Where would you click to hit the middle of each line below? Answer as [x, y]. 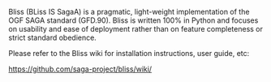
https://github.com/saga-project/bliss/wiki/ [80, 69]
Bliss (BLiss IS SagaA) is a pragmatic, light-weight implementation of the [129, 12]
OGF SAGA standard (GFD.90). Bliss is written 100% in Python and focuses [133, 20]
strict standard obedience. [53, 37]
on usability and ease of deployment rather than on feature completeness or [136, 29]
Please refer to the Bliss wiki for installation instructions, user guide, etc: [129, 53]
